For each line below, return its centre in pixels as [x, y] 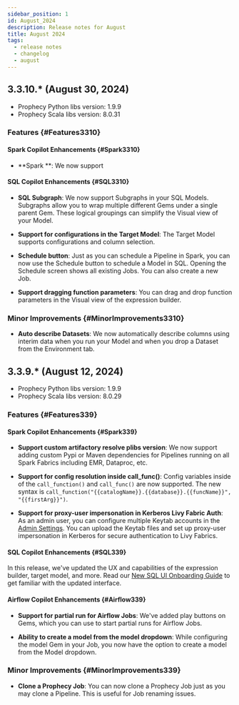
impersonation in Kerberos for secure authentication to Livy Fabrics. [118, 536]
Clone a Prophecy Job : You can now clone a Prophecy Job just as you [122, 686]
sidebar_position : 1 [38, 14]
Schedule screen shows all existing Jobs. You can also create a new [118, 270]
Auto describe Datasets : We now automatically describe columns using [123, 334]
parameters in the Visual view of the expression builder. [100, 300]
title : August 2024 [36, 34]
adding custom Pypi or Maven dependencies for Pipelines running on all [123, 455]
